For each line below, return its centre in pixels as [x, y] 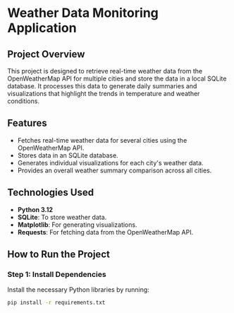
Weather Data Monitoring [83, 13]
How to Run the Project [59, 255]
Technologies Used [50, 193]
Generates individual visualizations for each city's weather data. [110, 163]
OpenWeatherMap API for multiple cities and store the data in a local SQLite [117, 78]
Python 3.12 [35, 209]
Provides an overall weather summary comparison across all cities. [115, 170]
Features [27, 123]
